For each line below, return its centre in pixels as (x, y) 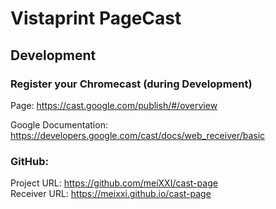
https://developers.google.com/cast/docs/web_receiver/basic (138, 135)
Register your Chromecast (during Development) (131, 84)
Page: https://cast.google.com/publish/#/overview (114, 105)
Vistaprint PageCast (96, 18)
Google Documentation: (59, 124)
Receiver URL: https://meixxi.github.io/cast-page (111, 194)
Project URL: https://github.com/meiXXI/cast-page (114, 183)
